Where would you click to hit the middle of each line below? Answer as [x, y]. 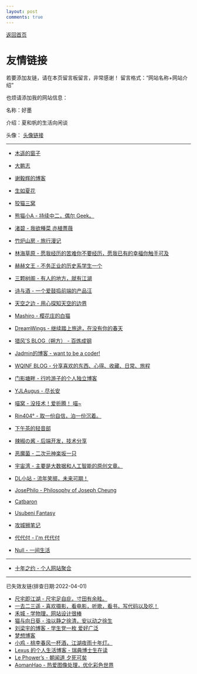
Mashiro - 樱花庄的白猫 [43, 316]
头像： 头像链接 [25, 135]
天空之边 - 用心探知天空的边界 [51, 303]
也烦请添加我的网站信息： [37, 98]
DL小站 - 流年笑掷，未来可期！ [52, 479]
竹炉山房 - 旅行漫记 [38, 241]
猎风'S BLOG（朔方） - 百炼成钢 [53, 341]
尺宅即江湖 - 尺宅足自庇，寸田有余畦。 [61, 599]
